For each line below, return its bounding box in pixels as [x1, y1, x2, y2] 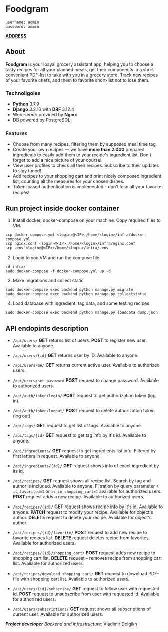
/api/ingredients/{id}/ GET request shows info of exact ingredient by [12, 462, 159, 469]
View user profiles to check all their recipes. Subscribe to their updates [12, 162, 159, 169]
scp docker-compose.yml [5, 232, 55, 237]
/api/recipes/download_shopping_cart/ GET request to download [12, 570, 148, 576]
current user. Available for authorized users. [12, 611, 104, 617]
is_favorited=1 [12, 489, 45, 494]
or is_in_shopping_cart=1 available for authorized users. [45, 488, 162, 494]
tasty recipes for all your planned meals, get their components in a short [5, 66, 154, 72]
